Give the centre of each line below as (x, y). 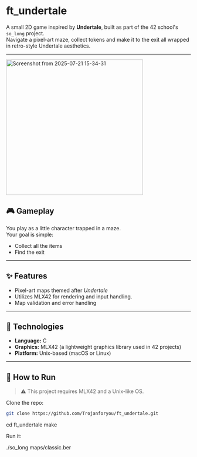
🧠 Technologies (35, 326)
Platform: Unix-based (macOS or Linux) (63, 353)
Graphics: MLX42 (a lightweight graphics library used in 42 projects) (98, 347)
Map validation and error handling (55, 303)
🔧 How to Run (31, 377)
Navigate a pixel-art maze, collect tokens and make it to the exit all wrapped (98, 39)
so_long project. (26, 33)
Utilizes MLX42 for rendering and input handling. (73, 296)
